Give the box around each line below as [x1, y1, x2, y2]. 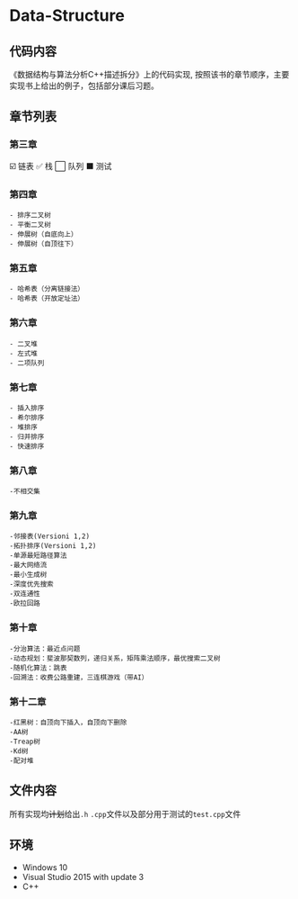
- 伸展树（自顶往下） [9, 239, 78, 248]
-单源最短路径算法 [9, 551, 67, 561]
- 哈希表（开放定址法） [9, 294, 85, 303]
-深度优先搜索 [9, 580, 54, 589]
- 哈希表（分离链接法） [9, 284, 85, 293]
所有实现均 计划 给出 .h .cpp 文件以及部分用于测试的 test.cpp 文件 [9, 808, 241, 819]
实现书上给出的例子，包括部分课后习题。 [9, 80, 159, 91]
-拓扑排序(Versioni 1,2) [9, 542, 97, 551]
